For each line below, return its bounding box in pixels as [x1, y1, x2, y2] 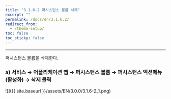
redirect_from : [5, 21, 38, 27]
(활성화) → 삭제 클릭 [5, 76, 52, 83]
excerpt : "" [5, 12, 31, 17]
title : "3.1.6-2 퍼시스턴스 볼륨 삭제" [5, 7, 80, 13]
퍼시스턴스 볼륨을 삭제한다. [5, 55, 59, 61]
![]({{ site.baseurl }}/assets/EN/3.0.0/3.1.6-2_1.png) [5, 88, 111, 94]
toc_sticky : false [5, 36, 44, 41]
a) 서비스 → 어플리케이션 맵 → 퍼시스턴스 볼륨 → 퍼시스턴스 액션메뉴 [5, 69, 162, 76]
